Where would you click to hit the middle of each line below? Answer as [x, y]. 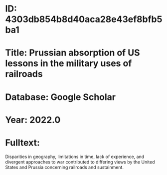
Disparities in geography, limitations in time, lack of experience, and [75, 156]
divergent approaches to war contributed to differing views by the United [80, 162]
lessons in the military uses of [69, 63]
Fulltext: [22, 142]
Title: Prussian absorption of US [73, 53]
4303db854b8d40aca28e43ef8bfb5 [84, 19]
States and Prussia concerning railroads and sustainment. [64, 167]
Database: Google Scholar [61, 97]
